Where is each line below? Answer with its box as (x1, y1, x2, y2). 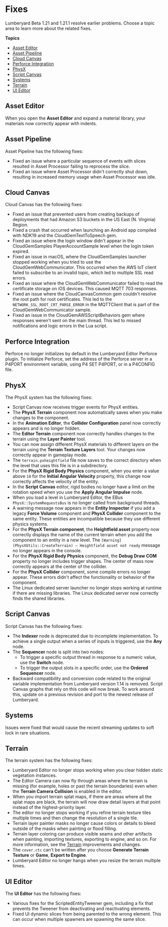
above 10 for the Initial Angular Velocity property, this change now (12, 473, 151, 479)
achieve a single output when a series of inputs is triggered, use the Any (12, 638, 162, 644)
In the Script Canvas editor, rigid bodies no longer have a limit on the (12, 484, 155, 490)
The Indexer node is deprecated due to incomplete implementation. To (12, 633, 158, 639)
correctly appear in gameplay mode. (12, 452, 87, 458)
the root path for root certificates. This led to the (12, 296, 112, 302)
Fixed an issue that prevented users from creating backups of (12, 211, 140, 217)
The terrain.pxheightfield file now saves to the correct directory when (12, 457, 161, 463)
